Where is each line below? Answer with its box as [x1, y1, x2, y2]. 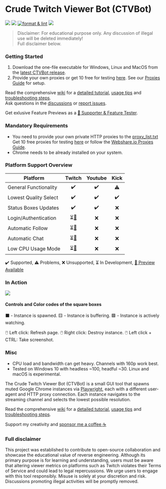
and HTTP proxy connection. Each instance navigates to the [18, 391, 141, 397]
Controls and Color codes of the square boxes [5, 301, 102, 307]
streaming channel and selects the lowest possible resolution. [5, 396, 131, 402]
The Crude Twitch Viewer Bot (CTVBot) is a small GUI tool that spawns [5, 380, 150, 386]
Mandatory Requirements [5, 122, 68, 129]
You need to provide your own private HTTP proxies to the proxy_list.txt [12, 133, 159, 139]
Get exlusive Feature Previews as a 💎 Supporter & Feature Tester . [5, 110, 138, 116]
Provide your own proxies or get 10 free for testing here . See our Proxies [12, 75, 160, 81]
